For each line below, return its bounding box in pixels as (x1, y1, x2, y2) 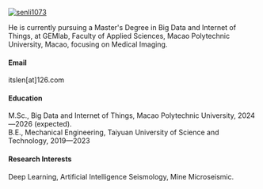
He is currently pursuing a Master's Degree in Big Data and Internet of (8, 23, 236, 32)
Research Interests (8, 154, 72, 164)
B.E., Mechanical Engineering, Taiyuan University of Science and (8, 127, 219, 138)
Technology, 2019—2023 (8, 136, 90, 146)
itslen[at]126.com (8, 75, 65, 85)
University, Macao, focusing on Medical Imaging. (8, 40, 168, 49)
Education (8, 93, 43, 103)
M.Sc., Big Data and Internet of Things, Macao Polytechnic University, (8, 111, 236, 120)
